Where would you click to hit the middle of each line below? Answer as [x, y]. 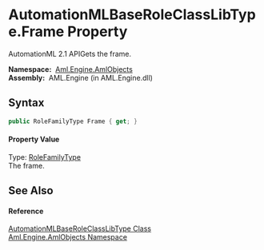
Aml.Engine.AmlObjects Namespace [68, 237]
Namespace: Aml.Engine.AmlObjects [71, 69]
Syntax [26, 103]
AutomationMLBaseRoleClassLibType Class [80, 228]
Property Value [34, 139]
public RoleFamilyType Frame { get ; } [73, 121]
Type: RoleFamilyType [45, 157]
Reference [26, 211]
